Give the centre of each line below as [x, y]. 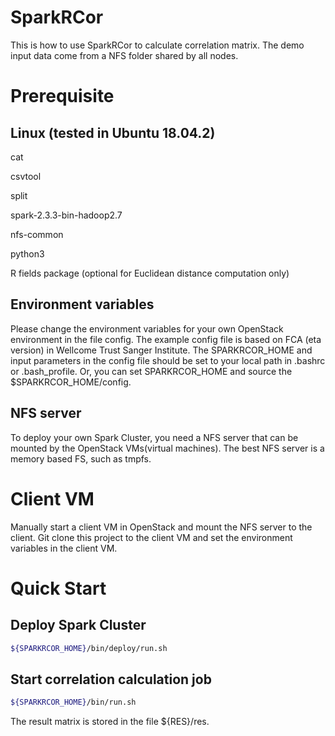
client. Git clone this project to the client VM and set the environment [151, 537]
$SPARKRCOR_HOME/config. [71, 382]
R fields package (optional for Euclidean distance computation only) [150, 273]
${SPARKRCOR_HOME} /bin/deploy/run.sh [89, 648]
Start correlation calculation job [111, 679]
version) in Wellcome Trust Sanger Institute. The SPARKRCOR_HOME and [161, 350]
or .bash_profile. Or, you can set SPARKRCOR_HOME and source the [151, 371]
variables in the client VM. [64, 548]
